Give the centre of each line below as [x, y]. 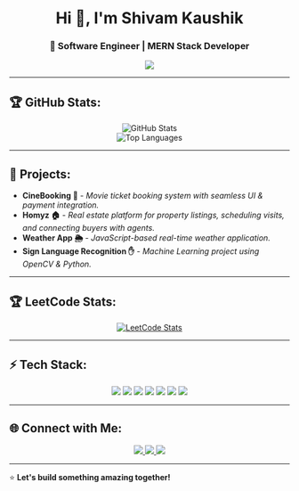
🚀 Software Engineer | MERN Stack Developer [149, 46]
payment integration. [61, 205]
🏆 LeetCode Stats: [63, 302]
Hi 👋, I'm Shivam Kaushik [149, 18]
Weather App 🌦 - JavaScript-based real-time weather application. [146, 238]
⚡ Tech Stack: [48, 365]
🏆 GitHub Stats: [55, 102]
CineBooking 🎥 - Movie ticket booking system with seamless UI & [143, 196]
